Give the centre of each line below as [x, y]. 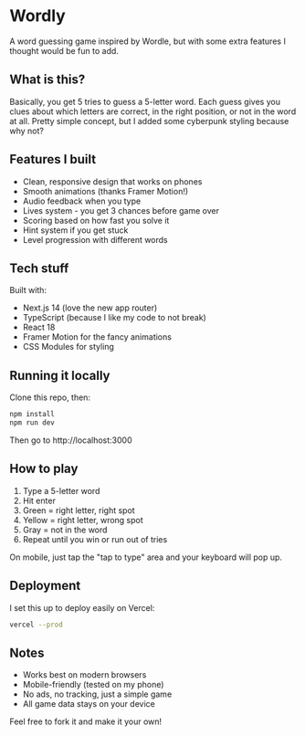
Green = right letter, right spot [79, 510]
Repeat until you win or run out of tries [95, 539]
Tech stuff [39, 268]
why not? [26, 131]
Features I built [53, 159]
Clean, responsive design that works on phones [112, 181]
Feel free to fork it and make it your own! [86, 721]
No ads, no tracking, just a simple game [97, 694]
